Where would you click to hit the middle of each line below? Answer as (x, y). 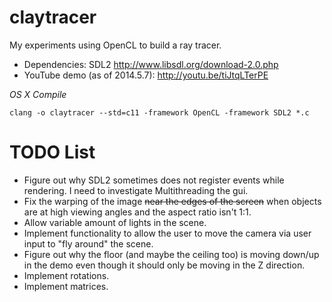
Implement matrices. (66, 286)
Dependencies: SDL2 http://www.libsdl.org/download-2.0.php (151, 64)
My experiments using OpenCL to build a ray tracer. (115, 45)
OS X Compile (38, 94)
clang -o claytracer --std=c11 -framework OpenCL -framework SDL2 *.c (159, 112)
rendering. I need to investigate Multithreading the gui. (136, 190)
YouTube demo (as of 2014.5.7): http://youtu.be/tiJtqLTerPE (146, 75)
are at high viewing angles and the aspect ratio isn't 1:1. (137, 212)
